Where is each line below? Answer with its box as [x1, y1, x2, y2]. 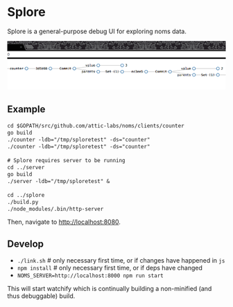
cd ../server [7, 164, 45, 171]
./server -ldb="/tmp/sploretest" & [7, 178, 110, 185]
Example [7, 103, 46, 115]
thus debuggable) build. [7, 292, 76, 300]
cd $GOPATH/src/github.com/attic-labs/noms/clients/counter [7, 123, 185, 130]
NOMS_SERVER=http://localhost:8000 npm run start [17, 272, 164, 279]
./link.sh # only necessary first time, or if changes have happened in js [17, 256, 225, 265]
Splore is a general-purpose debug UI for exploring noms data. [7, 27, 187, 35]
